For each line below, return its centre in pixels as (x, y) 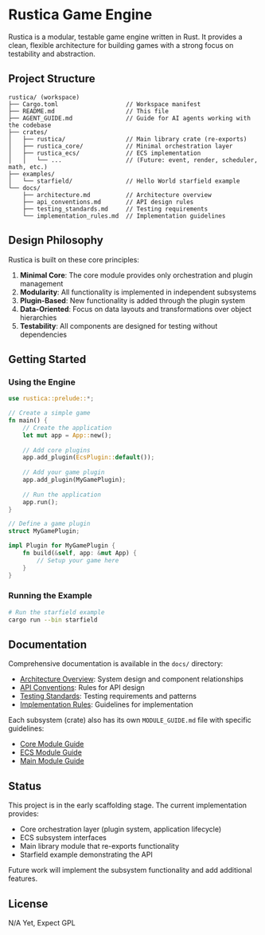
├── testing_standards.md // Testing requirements (115, 209)
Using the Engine (42, 382)
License (28, 903)
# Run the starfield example (57, 612)
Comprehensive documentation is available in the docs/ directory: (116, 664)
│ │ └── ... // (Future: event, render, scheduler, (133, 160)
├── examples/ (32, 174)
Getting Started (47, 359)
